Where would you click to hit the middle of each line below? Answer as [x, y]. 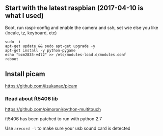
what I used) [25, 16]
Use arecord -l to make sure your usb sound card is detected [68, 128]
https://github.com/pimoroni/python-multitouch [53, 109]
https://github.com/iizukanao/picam [41, 86]
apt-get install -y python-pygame [41, 50]
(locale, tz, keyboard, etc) [31, 33]
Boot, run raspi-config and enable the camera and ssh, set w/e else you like [82, 27]
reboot [12, 59]
